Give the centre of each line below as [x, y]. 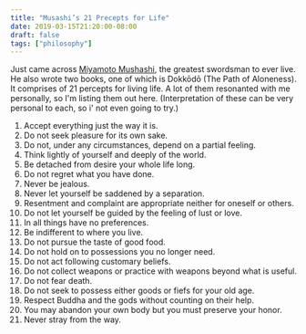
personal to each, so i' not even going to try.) [95, 108]
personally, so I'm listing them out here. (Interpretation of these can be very [152, 99]
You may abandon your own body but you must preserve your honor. [153, 310]
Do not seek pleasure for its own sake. [95, 136]
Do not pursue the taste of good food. [95, 242]
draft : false [35, 35]
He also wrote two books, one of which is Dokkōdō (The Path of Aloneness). [153, 79]
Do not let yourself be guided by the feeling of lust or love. [133, 213]
